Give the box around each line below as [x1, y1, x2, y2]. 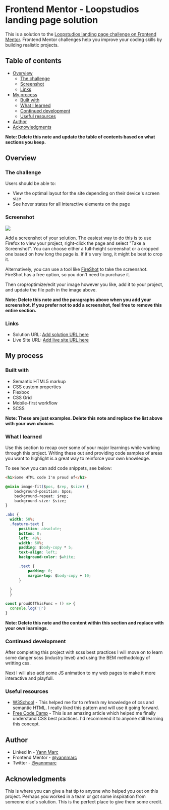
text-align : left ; [18, 550, 58, 555]
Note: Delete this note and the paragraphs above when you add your [5, 297, 151, 303]
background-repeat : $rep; [14, 493, 69, 499]
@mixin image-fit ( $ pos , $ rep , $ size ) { [5, 484, 89, 489]
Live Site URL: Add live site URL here [12, 337, 89, 343]
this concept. [12, 721, 40, 727]
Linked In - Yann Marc [12, 749, 59, 755]
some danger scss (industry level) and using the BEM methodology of [5, 655, 150, 661]
